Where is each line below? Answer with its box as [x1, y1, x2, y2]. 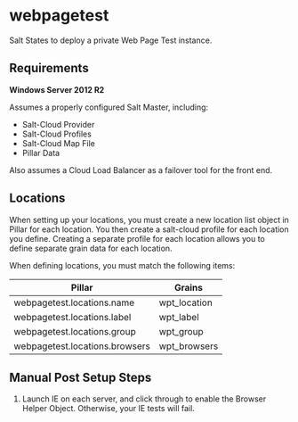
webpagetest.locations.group [13, 325, 136, 337]
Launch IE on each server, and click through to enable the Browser [21, 393, 267, 404]
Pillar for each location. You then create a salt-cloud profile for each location [9, 224, 289, 235]
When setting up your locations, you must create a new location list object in [9, 214, 289, 225]
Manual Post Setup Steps [9, 369, 152, 385]
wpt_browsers [158, 340, 219, 352]
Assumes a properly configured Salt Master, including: [9, 102, 209, 112]
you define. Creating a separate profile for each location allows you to [9, 233, 265, 244]
